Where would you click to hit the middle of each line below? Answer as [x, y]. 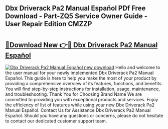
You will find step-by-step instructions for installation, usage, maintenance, [83, 89]
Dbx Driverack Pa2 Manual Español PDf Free [75, 8]
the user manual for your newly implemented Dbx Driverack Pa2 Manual [79, 73]
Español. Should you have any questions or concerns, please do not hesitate [84, 116]
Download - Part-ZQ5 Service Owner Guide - [76, 16]
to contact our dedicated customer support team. [56, 121]
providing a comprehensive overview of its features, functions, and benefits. [84, 83]
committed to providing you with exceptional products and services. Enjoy [82, 100]
